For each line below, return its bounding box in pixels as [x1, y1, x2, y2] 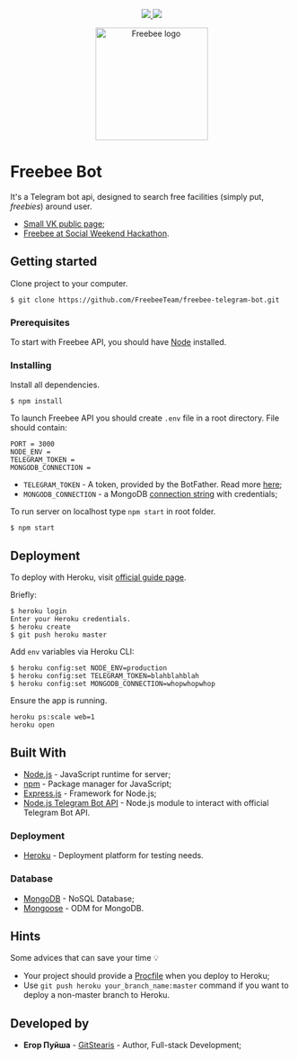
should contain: [10, 422, 68, 433]
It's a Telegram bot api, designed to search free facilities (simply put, [10, 191, 264, 202]
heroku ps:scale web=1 [10, 712, 95, 722]
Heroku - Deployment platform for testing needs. [22, 850, 205, 861]
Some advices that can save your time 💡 [10, 953, 160, 964]
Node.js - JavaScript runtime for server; [22, 768, 171, 779]
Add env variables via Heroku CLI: [10, 647, 135, 657]
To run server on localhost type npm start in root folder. [10, 506, 216, 517]
